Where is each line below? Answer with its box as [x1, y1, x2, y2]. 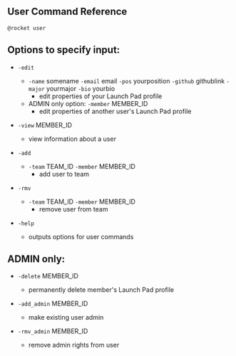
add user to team [39, 169, 90, 178]
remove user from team [39, 204, 108, 213]
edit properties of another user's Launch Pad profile [39, 107, 192, 115]
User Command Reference [7, 6, 128, 18]
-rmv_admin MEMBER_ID [17, 327, 88, 335]
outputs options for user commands [28, 232, 134, 241]
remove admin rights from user [28, 341, 120, 350]
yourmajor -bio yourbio [46, 84, 116, 93]
